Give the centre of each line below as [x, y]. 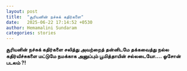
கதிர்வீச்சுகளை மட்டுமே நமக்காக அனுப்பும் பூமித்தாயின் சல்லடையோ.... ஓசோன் [93, 56]
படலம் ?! [16, 63]
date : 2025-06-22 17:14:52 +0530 [49, 22]
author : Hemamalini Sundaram [41, 28]
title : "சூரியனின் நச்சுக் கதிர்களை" [45, 17]
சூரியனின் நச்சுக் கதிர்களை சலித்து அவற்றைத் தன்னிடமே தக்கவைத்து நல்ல [88, 49]
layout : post [22, 11]
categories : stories [31, 33]
